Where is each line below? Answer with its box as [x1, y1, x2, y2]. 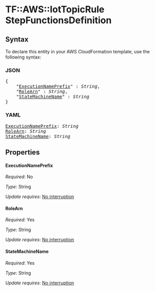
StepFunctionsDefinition [5, 14, 112, 26]
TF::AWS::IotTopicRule [5, 4, 105, 15]
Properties [5, 148, 40, 157]
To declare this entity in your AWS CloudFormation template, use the [5, 49, 150, 54]
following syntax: [5, 54, 42, 60]
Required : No [5, 173, 33, 180]
